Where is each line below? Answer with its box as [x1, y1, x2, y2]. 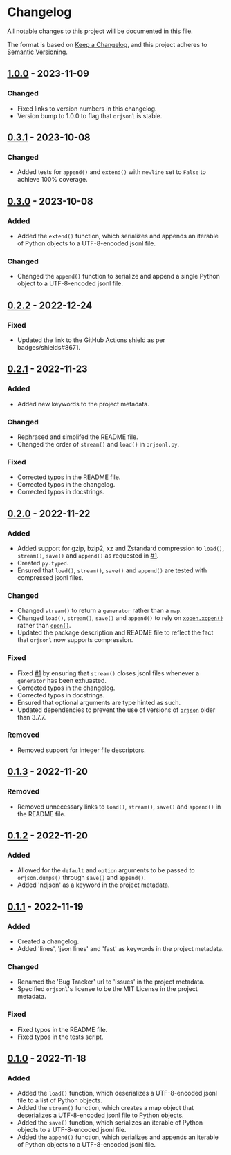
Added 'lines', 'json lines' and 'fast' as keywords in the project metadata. [17, 944, 224, 952]
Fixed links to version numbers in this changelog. [17, 104, 157, 113]
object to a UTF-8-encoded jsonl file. [17, 279, 123, 288]
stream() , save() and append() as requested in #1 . [17, 551, 159, 560]
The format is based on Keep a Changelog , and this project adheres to [7, 40, 207, 48]
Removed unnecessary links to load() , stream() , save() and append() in [17, 802, 221, 811]
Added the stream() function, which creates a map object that [17, 1104, 194, 1112]
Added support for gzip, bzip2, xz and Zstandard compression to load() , [17, 544, 225, 552]
